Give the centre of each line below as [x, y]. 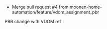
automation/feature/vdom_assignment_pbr [55, 12]
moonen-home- [86, 7]
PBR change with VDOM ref [33, 22]
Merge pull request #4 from [40, 7]
